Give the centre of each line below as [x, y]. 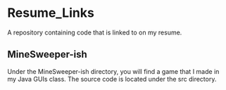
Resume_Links [51, 13]
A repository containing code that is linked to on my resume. [95, 32]
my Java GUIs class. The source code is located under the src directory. [112, 79]
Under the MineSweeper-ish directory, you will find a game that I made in [113, 71]
